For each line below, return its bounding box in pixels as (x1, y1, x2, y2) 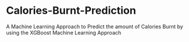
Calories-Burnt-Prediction (6, 4, 136, 17)
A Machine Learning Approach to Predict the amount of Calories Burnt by (6, 23, 184, 30)
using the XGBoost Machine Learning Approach (6, 29, 122, 36)
